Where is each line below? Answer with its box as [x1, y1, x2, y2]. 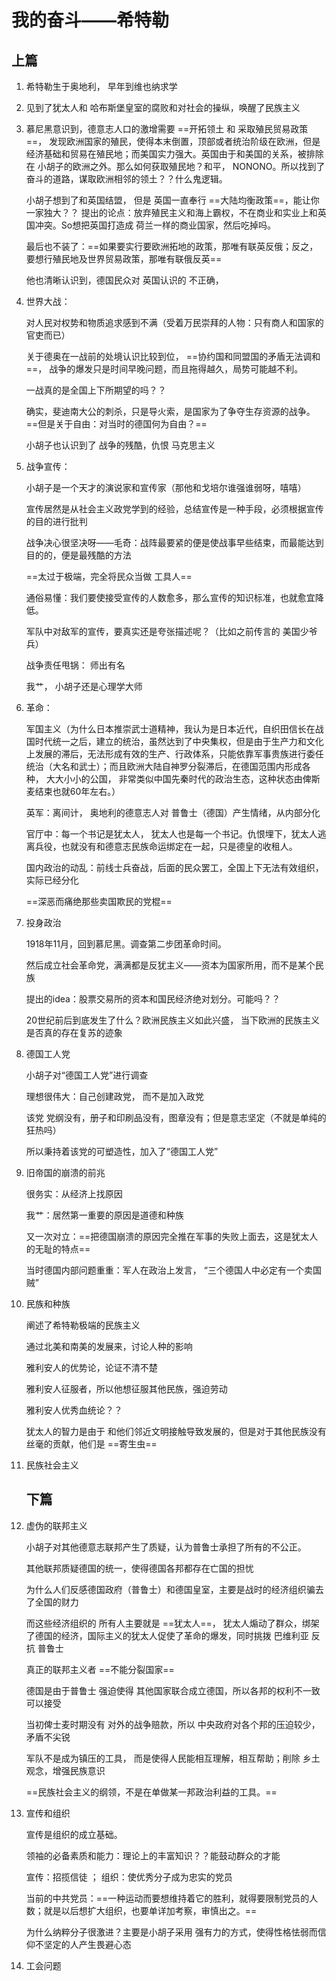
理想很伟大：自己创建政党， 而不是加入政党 [25, 1091, 204, 1102]
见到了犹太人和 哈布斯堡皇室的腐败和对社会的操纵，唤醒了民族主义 [25, 102, 301, 113]
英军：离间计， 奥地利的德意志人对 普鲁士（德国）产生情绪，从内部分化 [25, 807, 321, 818]
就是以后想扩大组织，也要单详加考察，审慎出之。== [43, 1904, 258, 1916]
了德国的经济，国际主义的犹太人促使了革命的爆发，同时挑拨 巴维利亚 [25, 1629, 309, 1641]
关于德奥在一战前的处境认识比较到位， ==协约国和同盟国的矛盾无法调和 [25, 351, 321, 362]
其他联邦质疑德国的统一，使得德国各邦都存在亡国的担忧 [25, 1562, 254, 1574]
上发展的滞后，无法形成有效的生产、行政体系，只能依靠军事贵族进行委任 [25, 748, 324, 760]
